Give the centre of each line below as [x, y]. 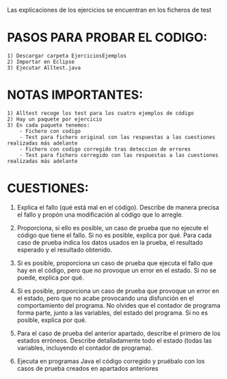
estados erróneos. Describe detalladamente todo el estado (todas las [114, 340]
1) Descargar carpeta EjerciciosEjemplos [67, 56]
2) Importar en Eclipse [41, 62]
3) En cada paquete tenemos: [49, 125]
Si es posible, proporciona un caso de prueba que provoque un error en [118, 291]
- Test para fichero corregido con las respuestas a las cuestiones [119, 155]
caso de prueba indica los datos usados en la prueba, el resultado [110, 242]
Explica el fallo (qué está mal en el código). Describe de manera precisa [118, 207]
